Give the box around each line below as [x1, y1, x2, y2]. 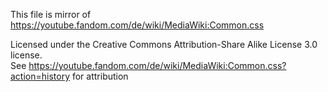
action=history [10, 70, 71, 82]
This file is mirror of [10, 9, 92, 20]
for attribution [71, 70, 129, 82]
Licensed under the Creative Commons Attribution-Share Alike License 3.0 [10, 39, 318, 50]
